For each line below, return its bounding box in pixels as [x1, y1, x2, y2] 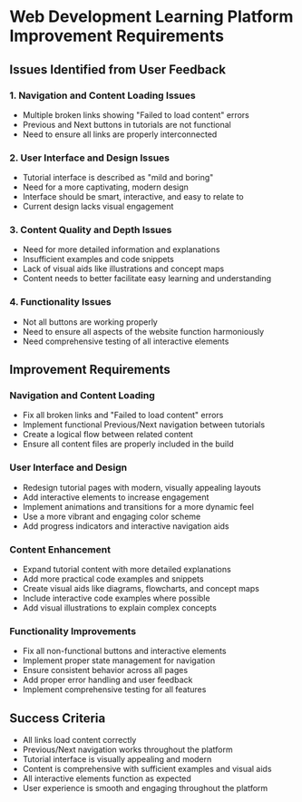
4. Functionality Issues [9, 296, 112, 308]
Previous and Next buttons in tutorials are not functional [22, 119, 231, 130]
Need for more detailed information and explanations [22, 244, 220, 255]
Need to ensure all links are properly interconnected [22, 129, 218, 140]
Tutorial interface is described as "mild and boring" [22, 172, 214, 183]
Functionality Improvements [9, 624, 137, 637]
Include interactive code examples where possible [22, 592, 210, 604]
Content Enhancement [9, 543, 112, 555]
